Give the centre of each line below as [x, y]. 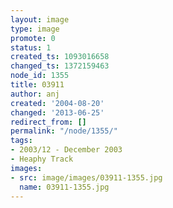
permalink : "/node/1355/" [64, 131]
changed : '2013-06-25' [57, 112]
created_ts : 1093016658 [60, 57]
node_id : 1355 [40, 76]
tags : [21, 141]
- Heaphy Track [42, 159]
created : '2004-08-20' [57, 103]
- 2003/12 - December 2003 [66, 150]
